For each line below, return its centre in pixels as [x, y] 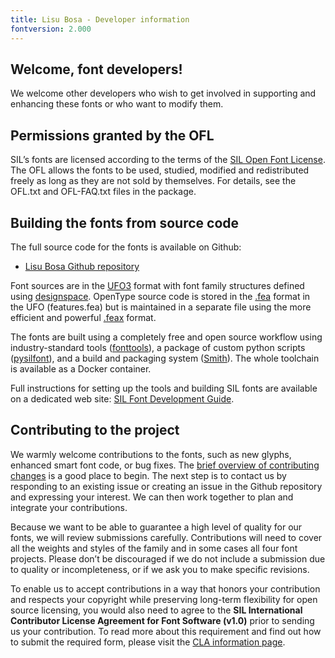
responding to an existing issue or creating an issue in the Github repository [166, 486]
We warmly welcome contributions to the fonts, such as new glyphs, [151, 454]
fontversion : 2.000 [51, 29]
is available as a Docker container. [81, 368]
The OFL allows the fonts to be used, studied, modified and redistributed [160, 170]
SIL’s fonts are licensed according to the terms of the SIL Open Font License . [168, 160]
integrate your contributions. [69, 507]
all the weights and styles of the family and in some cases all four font [154, 548]
